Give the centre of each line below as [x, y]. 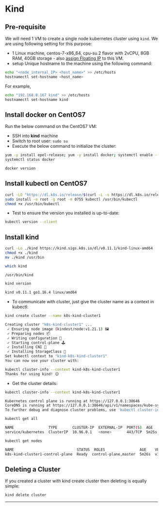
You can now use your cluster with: [42, 361]
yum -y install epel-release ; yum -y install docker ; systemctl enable [79, 155]
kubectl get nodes [24, 441]
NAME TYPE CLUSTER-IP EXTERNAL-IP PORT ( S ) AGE [79, 428]
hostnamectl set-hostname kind [37, 100]
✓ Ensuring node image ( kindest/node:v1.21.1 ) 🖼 [58, 329]
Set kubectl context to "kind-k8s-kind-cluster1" [56, 356]
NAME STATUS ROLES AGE [76, 450]
